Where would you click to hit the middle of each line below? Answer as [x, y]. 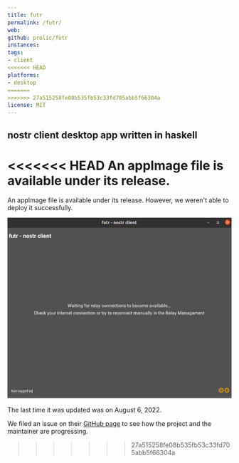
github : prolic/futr [38, 38]
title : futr [25, 15]
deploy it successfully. [40, 208]
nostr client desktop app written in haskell [102, 135]
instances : [23, 45]
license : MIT [27, 105]
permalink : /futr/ [34, 22]
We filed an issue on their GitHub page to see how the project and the [110, 424]
